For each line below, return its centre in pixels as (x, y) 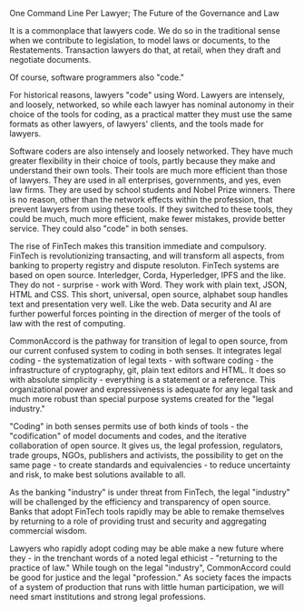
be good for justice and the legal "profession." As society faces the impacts (151, 577)
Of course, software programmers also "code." (97, 77)
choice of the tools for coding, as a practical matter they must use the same (151, 114)
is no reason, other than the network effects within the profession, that (141, 200)
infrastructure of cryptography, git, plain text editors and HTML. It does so (147, 370)
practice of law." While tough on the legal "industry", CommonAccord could (150, 568)
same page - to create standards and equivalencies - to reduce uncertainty (150, 465)
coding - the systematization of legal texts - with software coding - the (142, 360)
